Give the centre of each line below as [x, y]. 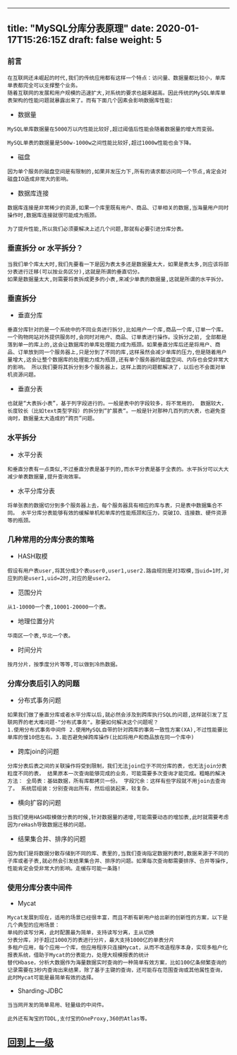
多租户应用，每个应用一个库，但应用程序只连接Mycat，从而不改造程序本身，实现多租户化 [117, 948]
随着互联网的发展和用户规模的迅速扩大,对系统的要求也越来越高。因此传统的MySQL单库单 [116, 93]
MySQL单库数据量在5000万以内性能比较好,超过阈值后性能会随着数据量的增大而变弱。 [112, 129]
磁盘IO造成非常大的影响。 [39, 179]
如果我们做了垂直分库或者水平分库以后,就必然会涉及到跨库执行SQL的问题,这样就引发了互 [117, 715]
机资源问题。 [23, 375]
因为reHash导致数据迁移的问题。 [48, 825]
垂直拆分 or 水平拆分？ [45, 248]
